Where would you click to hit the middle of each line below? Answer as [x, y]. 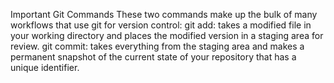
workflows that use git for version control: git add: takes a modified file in [161, 25]
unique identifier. [45, 67]
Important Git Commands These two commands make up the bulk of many [164, 14]
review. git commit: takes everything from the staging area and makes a [157, 46]
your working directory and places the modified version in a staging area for [167, 35]
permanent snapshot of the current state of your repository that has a [153, 57]
